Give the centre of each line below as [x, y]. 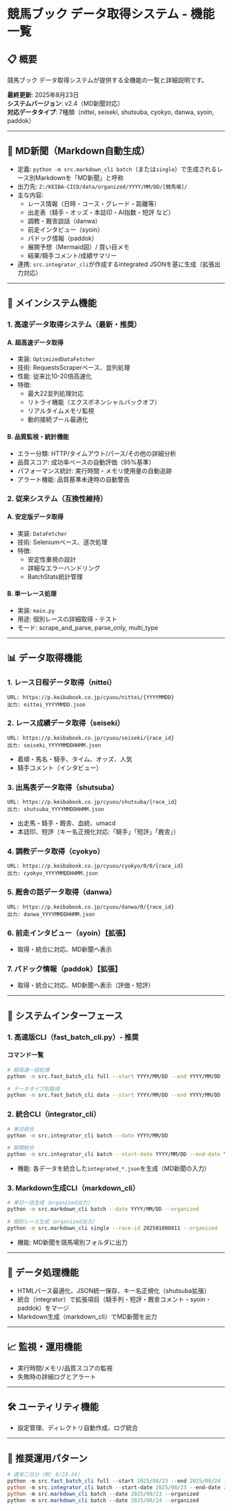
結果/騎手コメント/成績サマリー [72, 255]
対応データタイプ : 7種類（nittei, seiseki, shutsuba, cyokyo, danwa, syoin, [110, 112]
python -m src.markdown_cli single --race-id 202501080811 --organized [112, 1228]
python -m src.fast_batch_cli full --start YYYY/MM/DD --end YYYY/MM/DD [114, 1076]
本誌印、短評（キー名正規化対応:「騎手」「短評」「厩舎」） [98, 832]
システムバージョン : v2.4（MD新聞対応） [66, 103]
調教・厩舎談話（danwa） [64, 221]
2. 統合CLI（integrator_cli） [54, 1114]
